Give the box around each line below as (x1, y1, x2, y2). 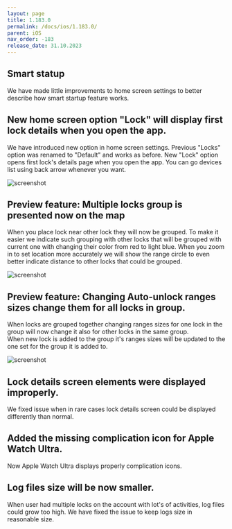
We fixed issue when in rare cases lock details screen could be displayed (7, 405, 216, 413)
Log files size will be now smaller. (7, 482, 154, 494)
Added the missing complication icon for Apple (7, 433, 215, 444)
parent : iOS (7, 29, 42, 37)
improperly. (7, 386, 59, 399)
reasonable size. (7, 514, 54, 523)
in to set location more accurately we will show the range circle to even (7, 250, 210, 259)
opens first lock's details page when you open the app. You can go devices (7, 157, 222, 166)
